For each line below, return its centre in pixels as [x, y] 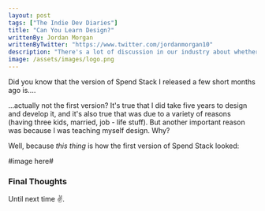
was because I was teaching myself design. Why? [89, 130]
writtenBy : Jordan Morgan [50, 37]
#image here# [31, 161]
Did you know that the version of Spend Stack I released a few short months [132, 81]
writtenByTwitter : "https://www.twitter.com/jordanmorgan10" [111, 45]
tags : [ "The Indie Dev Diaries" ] [63, 23]
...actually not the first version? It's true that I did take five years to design [128, 105]
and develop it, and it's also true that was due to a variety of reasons [119, 113]
